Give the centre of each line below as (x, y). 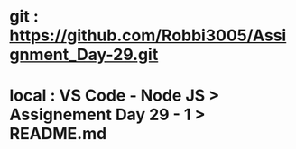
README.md (58, 134)
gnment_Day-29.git (84, 55)
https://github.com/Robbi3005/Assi (148, 35)
